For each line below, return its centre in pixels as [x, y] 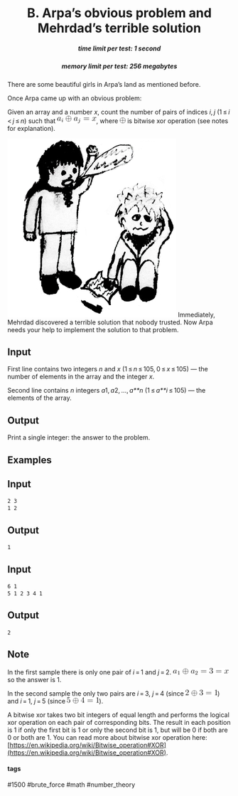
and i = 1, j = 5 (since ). [55, 701]
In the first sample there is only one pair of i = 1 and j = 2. [90, 672]
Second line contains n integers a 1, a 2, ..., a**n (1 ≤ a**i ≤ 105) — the [107, 391]
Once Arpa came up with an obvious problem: [75, 98]
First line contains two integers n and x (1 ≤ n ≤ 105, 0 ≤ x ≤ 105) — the [108, 369]
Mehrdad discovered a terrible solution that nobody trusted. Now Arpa [110, 322]
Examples [29, 460]
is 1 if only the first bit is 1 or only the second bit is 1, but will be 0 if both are [118, 730]
